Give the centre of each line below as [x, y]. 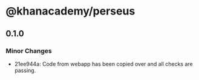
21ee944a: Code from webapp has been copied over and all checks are [103, 64]
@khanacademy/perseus [70, 11]
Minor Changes [29, 51]
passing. [25, 70]
